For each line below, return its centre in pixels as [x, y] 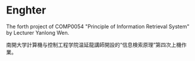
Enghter [26, 10]
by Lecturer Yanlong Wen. [38, 32]
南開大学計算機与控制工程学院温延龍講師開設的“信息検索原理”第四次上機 [94, 45]
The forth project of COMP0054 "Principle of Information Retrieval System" [98, 26]
